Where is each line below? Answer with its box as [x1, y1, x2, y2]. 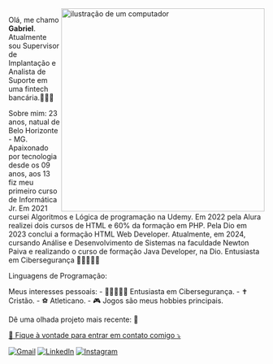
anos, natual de [8, 117, 60, 127]
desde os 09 [8, 160, 51, 170]
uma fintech [8, 84, 49, 93]
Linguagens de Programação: [8, 271, 107, 280]
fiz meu [8, 178, 34, 187]
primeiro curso [8, 186, 58, 196]
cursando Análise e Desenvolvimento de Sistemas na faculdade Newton [8, 238, 249, 247]
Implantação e [8, 58, 57, 67]
